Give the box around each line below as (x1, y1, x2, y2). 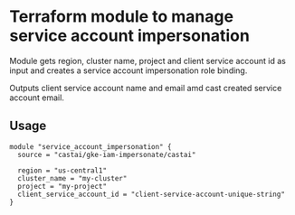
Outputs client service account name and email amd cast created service (9, 82, 282, 93)
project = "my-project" (17, 182, 107, 191)
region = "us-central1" (17, 165, 107, 175)
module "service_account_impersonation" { (9, 142, 172, 151)
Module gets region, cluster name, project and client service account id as (9, 55, 287, 66)
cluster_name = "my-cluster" (17, 173, 128, 182)
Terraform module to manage (9, 6, 233, 27)
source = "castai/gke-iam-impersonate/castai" (17, 150, 196, 159)
